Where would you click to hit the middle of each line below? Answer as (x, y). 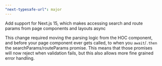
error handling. (20, 58)
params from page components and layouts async (55, 28)
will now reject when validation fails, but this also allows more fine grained (79, 53)
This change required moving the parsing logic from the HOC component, (79, 38)
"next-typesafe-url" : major (34, 9)
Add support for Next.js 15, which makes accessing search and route (74, 23)
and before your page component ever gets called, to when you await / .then (81, 43)
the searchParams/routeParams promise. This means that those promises (79, 48)
